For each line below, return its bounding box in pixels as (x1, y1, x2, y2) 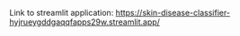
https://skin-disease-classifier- (115, 8, 231, 18)
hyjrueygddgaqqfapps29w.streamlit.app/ (9, 17, 160, 27)
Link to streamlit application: (9, 8, 114, 18)
